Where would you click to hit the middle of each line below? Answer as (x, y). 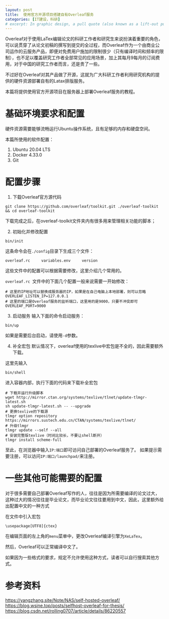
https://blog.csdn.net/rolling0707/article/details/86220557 (66, 611)
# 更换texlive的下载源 (27, 412)
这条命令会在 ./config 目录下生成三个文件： (50, 251)
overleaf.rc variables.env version (52, 261)
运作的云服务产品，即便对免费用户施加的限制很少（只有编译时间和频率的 (84, 51)
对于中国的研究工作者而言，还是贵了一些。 (58, 64)
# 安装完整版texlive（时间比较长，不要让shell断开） (55, 436)
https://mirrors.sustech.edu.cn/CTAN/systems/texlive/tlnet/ (71, 421)
